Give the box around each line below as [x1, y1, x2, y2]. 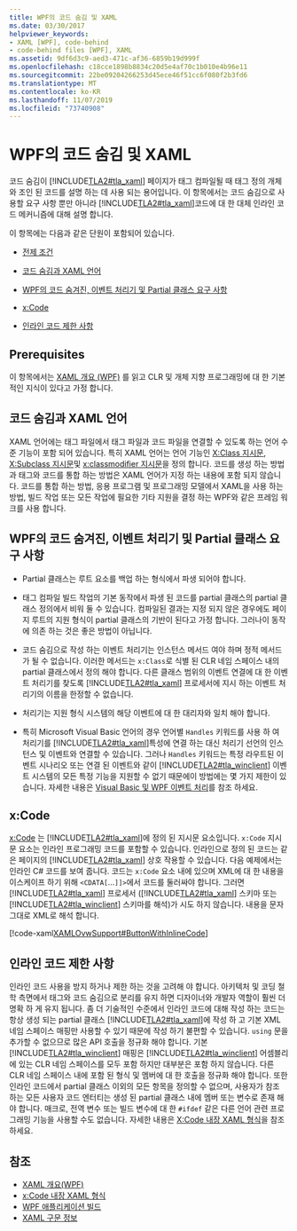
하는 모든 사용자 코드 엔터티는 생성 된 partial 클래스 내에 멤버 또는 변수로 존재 [9, 1093, 275, 1103]
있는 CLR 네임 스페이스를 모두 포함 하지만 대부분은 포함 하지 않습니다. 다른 [18, 1059, 275, 1069]
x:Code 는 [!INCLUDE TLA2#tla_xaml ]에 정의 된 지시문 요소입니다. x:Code [9, 833, 266, 843]
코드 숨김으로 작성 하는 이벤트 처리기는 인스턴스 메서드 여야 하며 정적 [21, 644, 259, 655]
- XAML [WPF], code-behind [9, 37, 109, 47]
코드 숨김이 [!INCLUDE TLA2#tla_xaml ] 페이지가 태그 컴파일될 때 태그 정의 [9, 176, 266, 186]
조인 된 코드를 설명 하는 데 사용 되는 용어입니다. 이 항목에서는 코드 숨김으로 [18, 187, 277, 198]
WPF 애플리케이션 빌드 [21, 1202, 102, 1212]
